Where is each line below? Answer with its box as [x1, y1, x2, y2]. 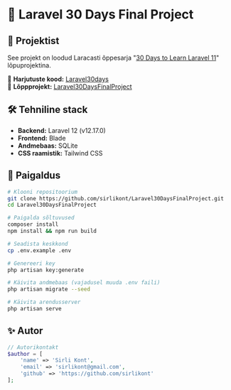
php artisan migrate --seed [7, 286, 91, 293]
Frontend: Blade [17, 134, 66, 142]
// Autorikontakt [7, 344, 59, 351]
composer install [7, 221, 59, 228]
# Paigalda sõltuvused [7, 215, 75, 222]
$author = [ [7, 350, 43, 357]
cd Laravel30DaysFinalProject [7, 202, 97, 209]
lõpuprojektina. [7, 61, 52, 70]
